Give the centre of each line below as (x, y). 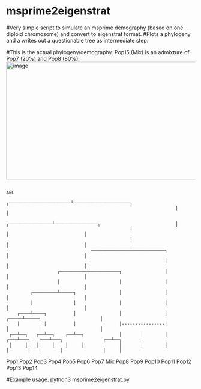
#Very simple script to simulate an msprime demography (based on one (95, 28)
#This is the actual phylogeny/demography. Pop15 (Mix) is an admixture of (98, 52)
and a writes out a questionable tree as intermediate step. (77, 40)
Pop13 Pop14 (22, 367)
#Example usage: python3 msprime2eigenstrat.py (68, 379)
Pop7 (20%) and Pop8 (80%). (43, 58)
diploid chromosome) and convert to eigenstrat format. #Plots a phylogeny (98, 34)
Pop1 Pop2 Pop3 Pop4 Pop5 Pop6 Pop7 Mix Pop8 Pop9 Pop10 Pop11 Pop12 (99, 361)
